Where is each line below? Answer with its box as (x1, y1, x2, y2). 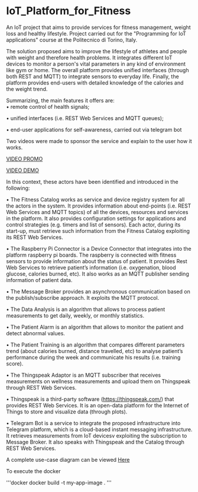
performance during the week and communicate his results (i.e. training (6, 354, 181, 361)
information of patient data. (6, 276, 73, 283)
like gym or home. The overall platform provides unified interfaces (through (6, 66, 189, 73)
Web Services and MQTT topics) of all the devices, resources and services (6, 208, 189, 215)
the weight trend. (6, 85, 48, 92)
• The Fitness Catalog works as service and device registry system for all (6, 196, 185, 203)
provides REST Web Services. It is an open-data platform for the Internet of (6, 402, 189, 409)
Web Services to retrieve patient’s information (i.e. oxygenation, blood (6, 264, 176, 271)
